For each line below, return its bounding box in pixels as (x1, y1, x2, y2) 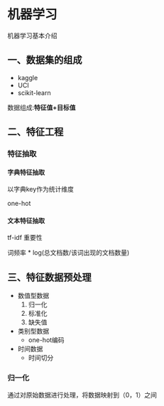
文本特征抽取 (7, 216, 45, 224)
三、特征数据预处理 (7, 271, 92, 283)
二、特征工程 (7, 126, 64, 138)
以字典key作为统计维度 (7, 185, 75, 194)
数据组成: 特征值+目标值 (7, 103, 76, 111)
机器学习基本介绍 (7, 31, 58, 40)
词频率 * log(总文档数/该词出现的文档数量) (7, 248, 130, 257)
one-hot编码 (28, 336, 65, 344)
